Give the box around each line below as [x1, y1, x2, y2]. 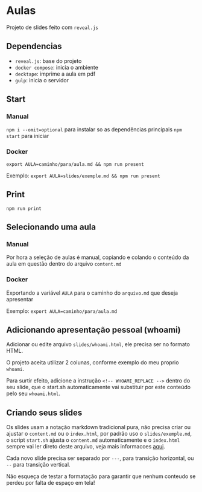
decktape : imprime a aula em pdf [14, 70, 96, 77]
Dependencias [6, 41, 62, 51]
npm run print [6, 205, 42, 212]
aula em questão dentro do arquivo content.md [6, 260, 122, 267]
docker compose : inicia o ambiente [14, 64, 98, 71]
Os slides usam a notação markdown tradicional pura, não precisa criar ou [6, 424, 191, 431]
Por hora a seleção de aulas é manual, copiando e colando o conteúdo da [6, 254, 189, 261]
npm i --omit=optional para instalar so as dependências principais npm [6, 126, 182, 133]
